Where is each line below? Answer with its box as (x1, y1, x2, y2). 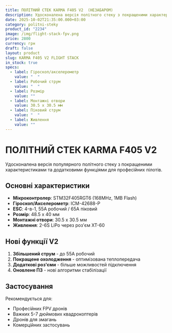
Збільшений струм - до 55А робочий (12, 251, 95, 257)
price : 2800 (5, 36, 31, 42)
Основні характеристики (5, 181, 90, 190)
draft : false (5, 46, 33, 51)
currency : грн (5, 41, 36, 46)
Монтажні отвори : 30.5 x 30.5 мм (12, 217, 87, 223)
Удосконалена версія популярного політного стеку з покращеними (5, 161, 153, 167)
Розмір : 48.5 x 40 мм (12, 211, 60, 218)
